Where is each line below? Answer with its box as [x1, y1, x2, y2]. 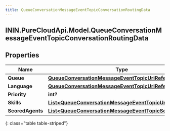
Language [8, 83, 33, 90]
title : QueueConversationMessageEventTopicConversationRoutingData [5, 7, 151, 13]
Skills [8, 99, 21, 106]
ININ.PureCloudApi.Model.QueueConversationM [5, 26, 162, 35]
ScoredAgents [8, 107, 44, 114]
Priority [8, 91, 26, 98]
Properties [5, 51, 39, 59]
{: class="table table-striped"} [5, 120, 68, 126]
